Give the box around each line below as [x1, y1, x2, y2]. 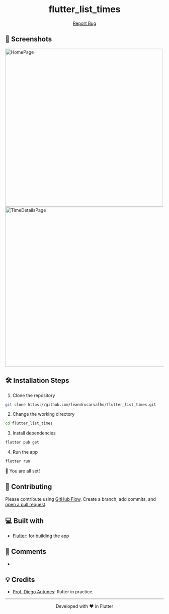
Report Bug [72, 20, 97, 26]
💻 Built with [5, 517, 44, 525]
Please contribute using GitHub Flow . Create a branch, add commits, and [5, 496, 156, 502]
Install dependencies [12, 430, 56, 436]
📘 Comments [5, 547, 47, 556]
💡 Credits [5, 575, 35, 584]
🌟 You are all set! [5, 468, 40, 474]
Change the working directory [12, 411, 75, 417]
